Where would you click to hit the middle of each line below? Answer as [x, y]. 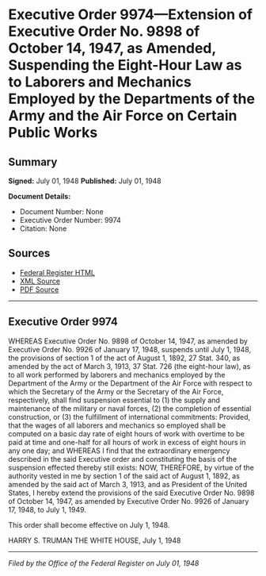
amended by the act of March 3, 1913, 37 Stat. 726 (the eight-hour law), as [129, 366]
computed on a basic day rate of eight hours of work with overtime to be [127, 433]
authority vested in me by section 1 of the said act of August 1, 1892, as [124, 476]
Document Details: [40, 196]
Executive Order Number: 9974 [70, 220]
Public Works [53, 133]
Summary [33, 161]
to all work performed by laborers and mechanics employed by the [117, 374]
